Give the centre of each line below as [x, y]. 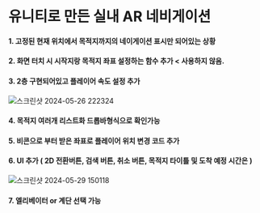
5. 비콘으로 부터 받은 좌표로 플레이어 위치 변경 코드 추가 [94, 141]
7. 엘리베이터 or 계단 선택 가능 [55, 200]
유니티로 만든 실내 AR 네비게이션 [110, 17]
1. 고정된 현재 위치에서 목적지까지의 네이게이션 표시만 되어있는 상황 [112, 40]
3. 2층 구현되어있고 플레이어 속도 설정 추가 [74, 81]
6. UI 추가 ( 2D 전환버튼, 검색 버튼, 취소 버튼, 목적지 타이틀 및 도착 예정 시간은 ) [130, 161]
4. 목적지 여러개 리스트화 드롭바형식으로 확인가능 [84, 121]
